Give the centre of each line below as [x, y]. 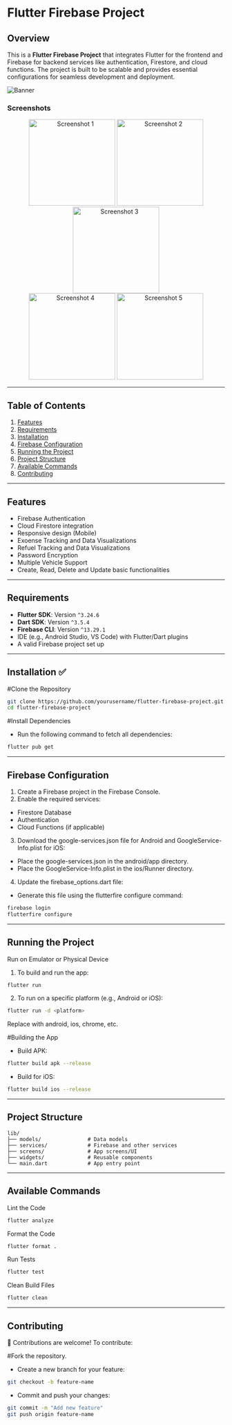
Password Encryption [47, 555]
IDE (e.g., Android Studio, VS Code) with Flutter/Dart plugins [103, 636]
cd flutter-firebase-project [49, 708]
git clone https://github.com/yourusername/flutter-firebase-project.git [116, 701]
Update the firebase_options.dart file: [70, 881]
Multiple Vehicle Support [52, 562]
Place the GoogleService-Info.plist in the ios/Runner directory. [106, 868]
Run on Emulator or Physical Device [58, 959]
